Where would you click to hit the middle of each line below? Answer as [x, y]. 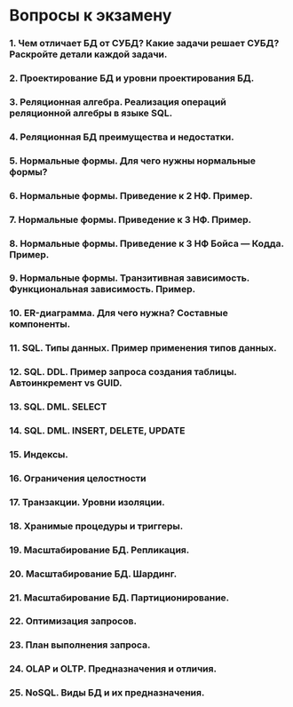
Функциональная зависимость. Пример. [103, 290]
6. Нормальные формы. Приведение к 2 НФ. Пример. [131, 195]
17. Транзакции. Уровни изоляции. [87, 502]
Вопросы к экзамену [91, 16]
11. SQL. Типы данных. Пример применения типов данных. [143, 348]
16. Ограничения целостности [78, 478]
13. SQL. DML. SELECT [58, 407]
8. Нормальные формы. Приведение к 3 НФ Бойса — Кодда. [146, 243]
